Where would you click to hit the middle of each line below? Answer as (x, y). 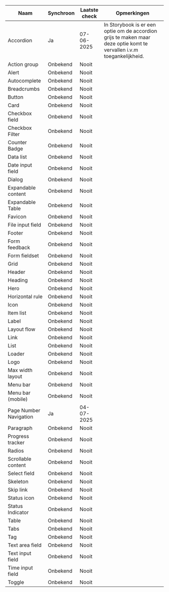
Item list (17, 313)
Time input (20, 568)
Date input (20, 165)
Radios (16, 451)
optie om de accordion (131, 31)
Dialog (15, 179)
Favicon (17, 217)
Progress (18, 436)
